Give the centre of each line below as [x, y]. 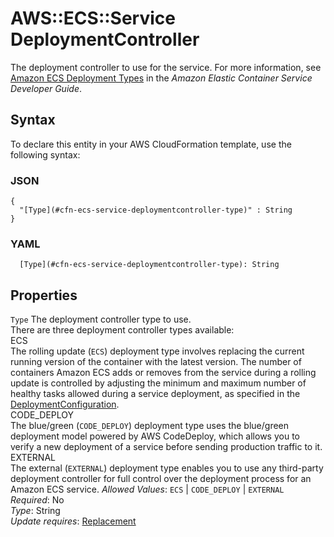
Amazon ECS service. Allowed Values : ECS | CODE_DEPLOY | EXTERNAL [147, 489]
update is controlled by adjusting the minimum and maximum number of [158, 383]
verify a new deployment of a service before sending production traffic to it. [166, 447]
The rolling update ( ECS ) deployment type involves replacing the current [157, 351]
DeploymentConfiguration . [65, 404]
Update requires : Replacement [73, 521]
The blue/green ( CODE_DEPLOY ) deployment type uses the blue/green [150, 426]
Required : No [37, 500]
